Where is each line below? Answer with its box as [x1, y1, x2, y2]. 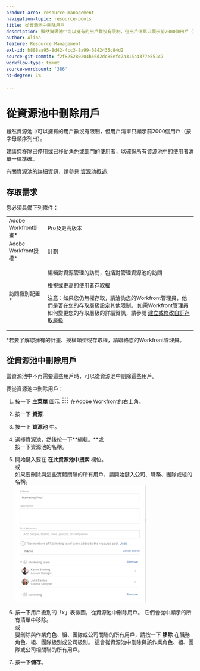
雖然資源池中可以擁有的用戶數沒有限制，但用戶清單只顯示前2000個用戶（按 [6, 128, 192, 135]
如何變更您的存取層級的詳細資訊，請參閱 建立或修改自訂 [47, 310, 185, 317]
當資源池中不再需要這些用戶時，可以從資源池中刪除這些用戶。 [6, 372, 158, 379]
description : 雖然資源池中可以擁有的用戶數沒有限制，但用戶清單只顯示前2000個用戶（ [6, 29, 193, 35]
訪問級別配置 [8, 289, 40, 297]
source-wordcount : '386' [6, 66, 68, 72]
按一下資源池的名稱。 [14, 443, 67, 450]
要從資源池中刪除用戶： [6, 385, 64, 392]
